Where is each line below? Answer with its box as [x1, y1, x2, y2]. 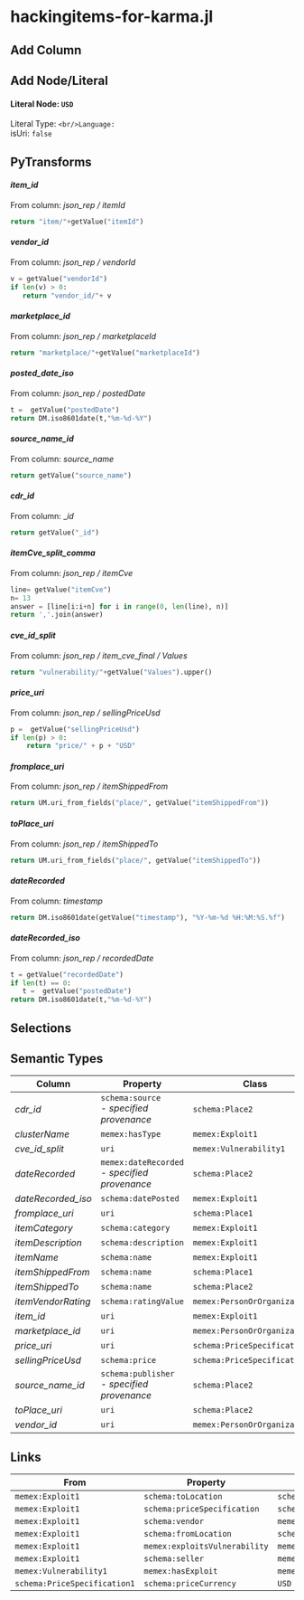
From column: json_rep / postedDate [10, 387, 146, 399]
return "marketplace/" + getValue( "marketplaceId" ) [10, 348, 201, 357]
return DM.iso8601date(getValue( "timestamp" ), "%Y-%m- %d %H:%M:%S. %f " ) [10, 913, 285, 922]
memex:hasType [100, 1129, 161, 1140]
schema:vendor [143, 1517, 205, 1527]
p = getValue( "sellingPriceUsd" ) [10, 724, 141, 734]
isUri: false [10, 128, 52, 139]
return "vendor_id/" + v [22, 291, 112, 300]
